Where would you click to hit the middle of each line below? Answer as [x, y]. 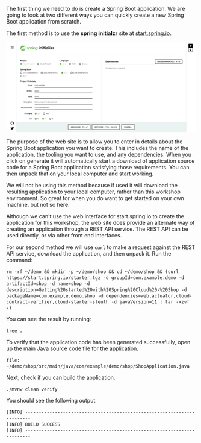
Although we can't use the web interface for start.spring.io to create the [95, 216]
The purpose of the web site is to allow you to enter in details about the [94, 142]
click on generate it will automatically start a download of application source [100, 161]
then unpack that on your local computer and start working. [80, 174]
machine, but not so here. [38, 205]
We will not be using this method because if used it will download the [92, 186]
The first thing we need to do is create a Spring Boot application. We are [96, 9]
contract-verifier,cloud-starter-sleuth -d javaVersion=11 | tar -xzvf [98, 302]
